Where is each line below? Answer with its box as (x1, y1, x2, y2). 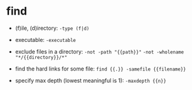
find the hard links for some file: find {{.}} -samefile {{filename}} (15, 65, 187, 72)
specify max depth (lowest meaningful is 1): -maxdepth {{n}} (15, 77, 166, 84)
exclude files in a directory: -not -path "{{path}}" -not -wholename (15, 47, 184, 55)
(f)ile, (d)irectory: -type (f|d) (15, 24, 90, 32)
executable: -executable (15, 36, 76, 43)
